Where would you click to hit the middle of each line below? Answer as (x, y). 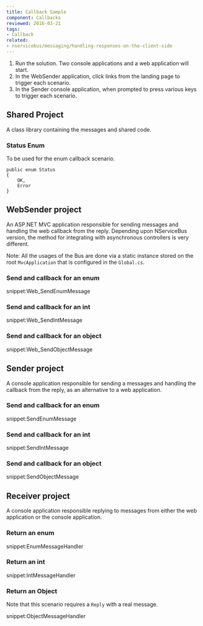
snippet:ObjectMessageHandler (46, 616)
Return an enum (30, 533)
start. (22, 69)
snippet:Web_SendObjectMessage (50, 349)
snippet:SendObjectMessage (43, 477)
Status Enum (26, 145)
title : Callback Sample (36, 12)
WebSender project (44, 210)
